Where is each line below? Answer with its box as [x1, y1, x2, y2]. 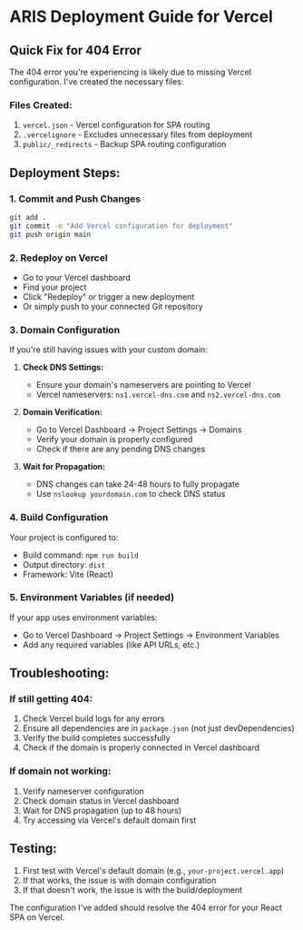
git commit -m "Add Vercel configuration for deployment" [9, 221, 233, 231]
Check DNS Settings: [22, 361, 104, 373]
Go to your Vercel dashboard [22, 272, 132, 282]
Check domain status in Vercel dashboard [22, 795, 180, 806]
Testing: [9, 841, 57, 856]
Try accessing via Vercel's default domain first [22, 815, 197, 826]
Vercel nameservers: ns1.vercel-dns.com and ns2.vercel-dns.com [35, 389, 281, 401]
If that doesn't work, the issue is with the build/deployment [22, 884, 243, 895]
